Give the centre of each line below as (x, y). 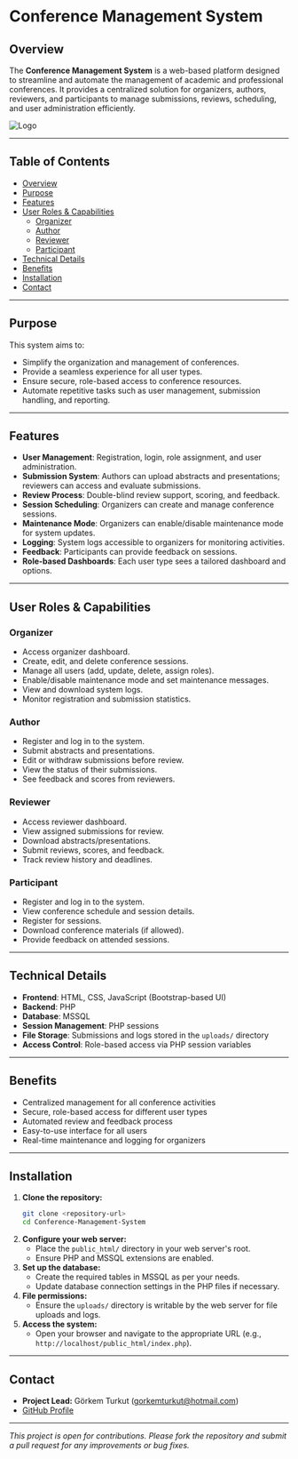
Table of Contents (60, 162)
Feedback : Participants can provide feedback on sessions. (129, 552)
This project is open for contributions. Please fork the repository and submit (148, 1436)
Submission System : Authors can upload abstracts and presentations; (151, 477)
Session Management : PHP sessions (90, 1025)
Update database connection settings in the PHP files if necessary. (157, 1287)
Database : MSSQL (56, 1016)
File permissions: (55, 1296)
